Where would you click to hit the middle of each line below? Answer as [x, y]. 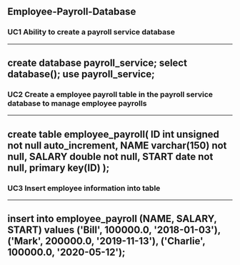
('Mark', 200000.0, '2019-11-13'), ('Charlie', [106, 241]
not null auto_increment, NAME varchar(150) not [117, 145]
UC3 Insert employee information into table [84, 188]
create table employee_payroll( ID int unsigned [114, 134]
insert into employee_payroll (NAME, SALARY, [112, 219]
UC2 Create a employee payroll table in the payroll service [110, 94]
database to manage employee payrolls [77, 103]
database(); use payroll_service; [81, 74]
